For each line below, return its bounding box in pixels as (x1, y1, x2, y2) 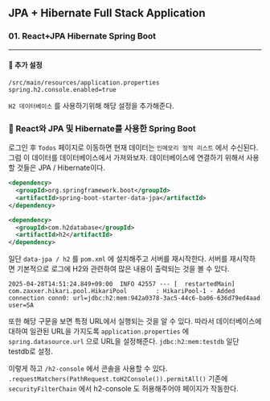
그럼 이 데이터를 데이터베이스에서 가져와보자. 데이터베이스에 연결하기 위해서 (8, 153, 245, 163)
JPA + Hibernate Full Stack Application (8, 6, 206, 20)
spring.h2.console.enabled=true (8, 85, 117, 93)
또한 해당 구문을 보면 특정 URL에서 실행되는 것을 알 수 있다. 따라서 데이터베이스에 (8, 316, 262, 326)
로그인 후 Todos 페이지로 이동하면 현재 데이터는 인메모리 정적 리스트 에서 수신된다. (8, 143, 259, 152)
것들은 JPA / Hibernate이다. (16, 163, 106, 172)
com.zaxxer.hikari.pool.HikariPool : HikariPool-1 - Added (8, 287, 235, 296)
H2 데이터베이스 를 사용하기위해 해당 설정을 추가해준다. (8, 101, 174, 110)
